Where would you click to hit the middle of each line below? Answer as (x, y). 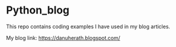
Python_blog (38, 10)
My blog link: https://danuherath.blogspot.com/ (63, 38)
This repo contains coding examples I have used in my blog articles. (88, 26)
